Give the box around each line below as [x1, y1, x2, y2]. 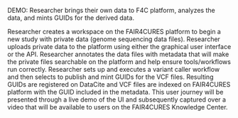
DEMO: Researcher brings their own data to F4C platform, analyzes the [7, 6, 215, 14]
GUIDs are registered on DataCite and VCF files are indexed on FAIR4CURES [7, 80, 231, 88]
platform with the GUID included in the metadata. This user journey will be [7, 88, 224, 96]
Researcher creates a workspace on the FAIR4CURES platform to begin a [7, 28, 222, 36]
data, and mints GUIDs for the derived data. [7, 14, 135, 22]
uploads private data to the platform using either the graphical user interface [7, 43, 232, 50]
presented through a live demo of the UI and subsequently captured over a [7, 95, 226, 104]
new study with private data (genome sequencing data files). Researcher [7, 35, 220, 43]
